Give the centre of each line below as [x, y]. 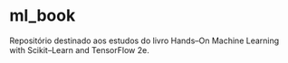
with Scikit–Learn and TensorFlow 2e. [79, 49]
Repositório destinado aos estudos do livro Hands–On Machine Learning [144, 40]
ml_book [43, 16]
